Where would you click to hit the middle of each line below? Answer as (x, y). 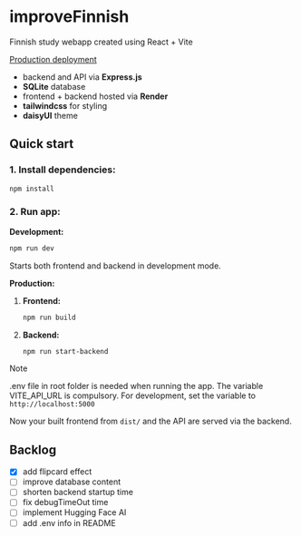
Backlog (33, 449)
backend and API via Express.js (82, 77)
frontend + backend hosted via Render (95, 96)
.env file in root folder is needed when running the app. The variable (136, 386)
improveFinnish (69, 17)
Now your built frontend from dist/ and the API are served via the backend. (150, 421)
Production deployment (53, 59)
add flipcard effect (57, 472)
